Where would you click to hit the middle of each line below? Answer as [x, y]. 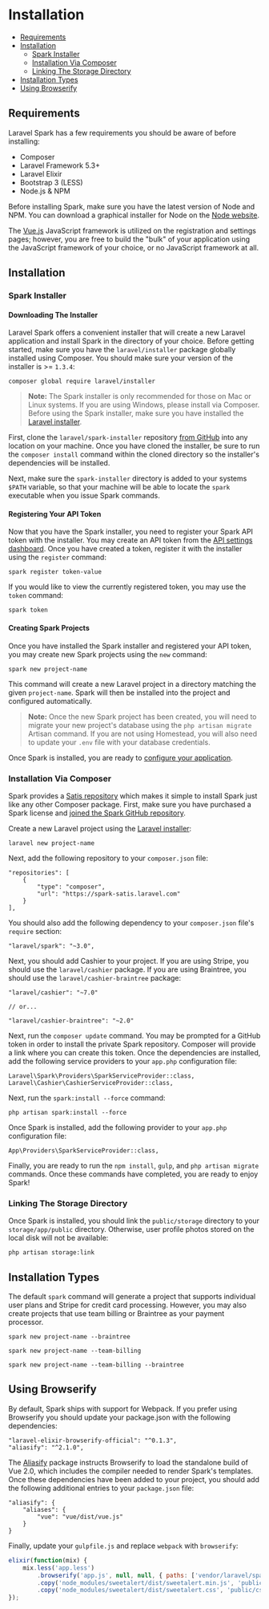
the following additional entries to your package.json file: [101, 1488]
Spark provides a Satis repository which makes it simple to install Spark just [133, 795]
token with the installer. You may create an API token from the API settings [130, 540]
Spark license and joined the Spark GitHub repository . [97, 813]
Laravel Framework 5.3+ [60, 165]
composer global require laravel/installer [82, 382]
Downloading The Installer [53, 315]
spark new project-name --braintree [69, 1337]
